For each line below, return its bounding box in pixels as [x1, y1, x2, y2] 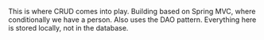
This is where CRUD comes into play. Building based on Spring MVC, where [8, 7, 256, 16]
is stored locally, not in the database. [8, 24, 129, 32]
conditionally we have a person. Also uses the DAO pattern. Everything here [8, 15, 257, 24]
